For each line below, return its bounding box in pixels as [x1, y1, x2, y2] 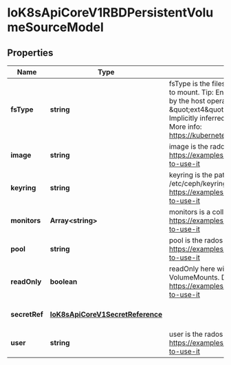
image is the [168, 142, 208, 151]
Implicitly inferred [168, 114, 225, 123]
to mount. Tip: [168, 87, 214, 97]
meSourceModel [7, 19, 104, 35]
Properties [7, 47, 54, 59]
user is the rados [168, 329, 223, 339]
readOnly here [168, 264, 215, 273]
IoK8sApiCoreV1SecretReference [49, 310, 163, 319]
